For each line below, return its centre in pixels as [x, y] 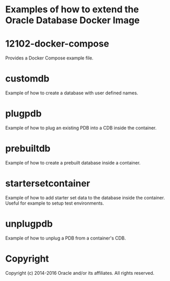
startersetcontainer [48, 184]
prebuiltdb [28, 148]
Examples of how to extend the [72, 9]
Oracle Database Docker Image [72, 20]
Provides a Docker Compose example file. [49, 58]
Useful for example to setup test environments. [55, 203]
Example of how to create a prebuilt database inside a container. [73, 163]
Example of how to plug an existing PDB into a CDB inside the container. [81, 128]
